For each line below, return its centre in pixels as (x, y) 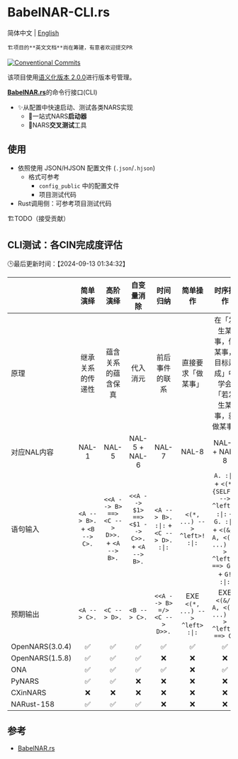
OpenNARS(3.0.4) (41, 646)
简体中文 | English (33, 33)
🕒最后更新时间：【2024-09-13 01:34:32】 (68, 264)
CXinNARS (29, 692)
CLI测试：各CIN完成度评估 (65, 245)
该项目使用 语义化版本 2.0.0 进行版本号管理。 (72, 77)
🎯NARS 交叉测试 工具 (57, 125)
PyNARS (25, 681)
